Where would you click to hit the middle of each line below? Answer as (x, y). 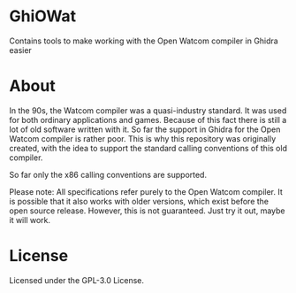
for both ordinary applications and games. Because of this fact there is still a (148, 120)
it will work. (30, 220)
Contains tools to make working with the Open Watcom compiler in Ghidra (144, 41)
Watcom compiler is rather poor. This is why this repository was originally (143, 138)
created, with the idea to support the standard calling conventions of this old (148, 148)
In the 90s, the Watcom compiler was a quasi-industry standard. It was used (148, 110)
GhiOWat (43, 16)
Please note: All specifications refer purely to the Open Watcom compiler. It (146, 191)
